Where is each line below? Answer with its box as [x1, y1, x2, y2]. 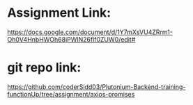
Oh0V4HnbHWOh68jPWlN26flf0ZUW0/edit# [7, 35, 136, 43]
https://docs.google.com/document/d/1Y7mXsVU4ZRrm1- [7, 28, 173, 36]
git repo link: [7, 60, 82, 76]
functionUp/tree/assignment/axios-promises [7, 90, 135, 98]
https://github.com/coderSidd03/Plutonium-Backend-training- [7, 82, 186, 91]
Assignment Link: [7, 5, 111, 21]
